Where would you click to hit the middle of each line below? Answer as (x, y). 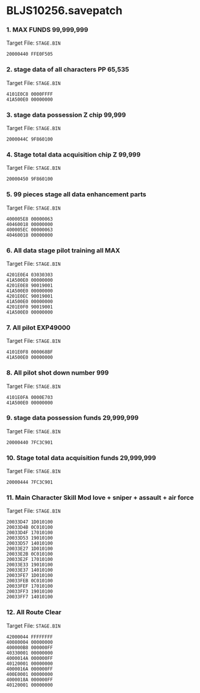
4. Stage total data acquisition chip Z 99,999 (73, 155)
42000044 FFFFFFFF (30, 637)
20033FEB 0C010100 (30, 581)
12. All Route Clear (34, 612)
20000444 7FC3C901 (30, 482)
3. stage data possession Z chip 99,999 (66, 115)
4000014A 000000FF (30, 658)
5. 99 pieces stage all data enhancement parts (76, 194)
